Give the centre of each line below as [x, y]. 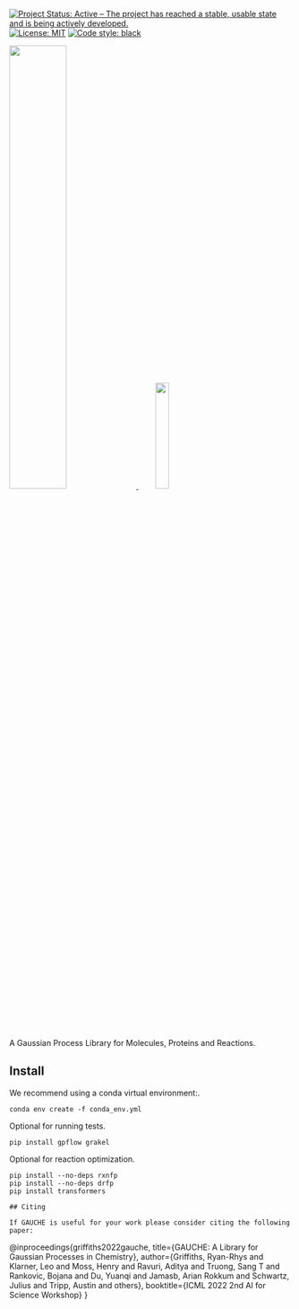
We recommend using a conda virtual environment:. [105, 1093]
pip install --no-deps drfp [62, 1183]
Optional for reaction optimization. [73, 1159]
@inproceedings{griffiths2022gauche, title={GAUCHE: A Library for [134, 1247]
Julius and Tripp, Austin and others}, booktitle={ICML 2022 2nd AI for [137, 1285]
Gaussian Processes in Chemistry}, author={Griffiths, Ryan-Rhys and [137, 1256]
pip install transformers [57, 1191]
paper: [21, 1230]
